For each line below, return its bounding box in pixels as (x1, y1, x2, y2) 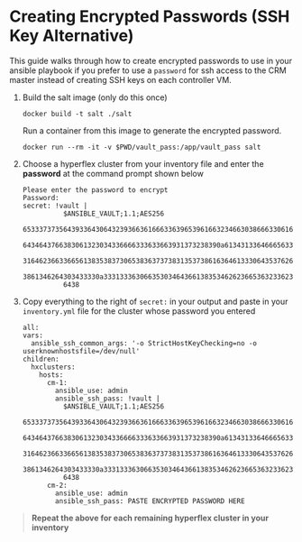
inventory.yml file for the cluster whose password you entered (22, 305, 256, 317)
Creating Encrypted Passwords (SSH (9, 6, 290, 27)
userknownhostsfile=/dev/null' (22, 346, 141, 355)
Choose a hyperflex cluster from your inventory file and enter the (22, 158, 264, 169)
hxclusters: (31, 363, 76, 372)
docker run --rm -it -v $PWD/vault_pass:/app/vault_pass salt (22, 142, 261, 152)
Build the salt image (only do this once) (22, 92, 169, 103)
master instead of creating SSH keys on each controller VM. (9, 74, 232, 85)
